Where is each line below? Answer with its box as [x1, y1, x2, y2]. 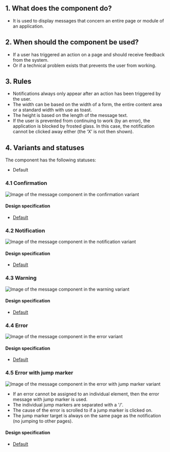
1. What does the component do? [5, 4, 112, 13]
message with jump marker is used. [12, 396, 88, 402]
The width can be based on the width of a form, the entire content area [12, 102, 162, 108]
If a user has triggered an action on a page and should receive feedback [12, 51, 165, 58]
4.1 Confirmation [5, 180, 47, 187]
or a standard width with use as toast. [12, 107, 92, 113]
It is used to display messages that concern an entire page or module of [12, 17, 164, 23]
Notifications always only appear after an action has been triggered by [12, 90, 161, 97]
